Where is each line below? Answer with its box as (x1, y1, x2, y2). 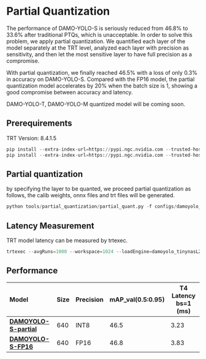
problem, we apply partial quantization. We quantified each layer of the (6, 37, 186, 45)
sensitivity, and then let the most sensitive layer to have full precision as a (6, 50, 192, 58)
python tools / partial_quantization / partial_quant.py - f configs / (6, 203, 177, 210)
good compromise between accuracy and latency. (6, 88, 133, 96)
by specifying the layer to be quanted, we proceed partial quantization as (6, 185, 191, 192)
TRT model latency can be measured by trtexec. (6, 237, 128, 244)
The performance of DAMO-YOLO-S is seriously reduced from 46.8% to (6, 25, 188, 32)
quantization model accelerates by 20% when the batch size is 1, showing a (6, 81, 198, 89)
